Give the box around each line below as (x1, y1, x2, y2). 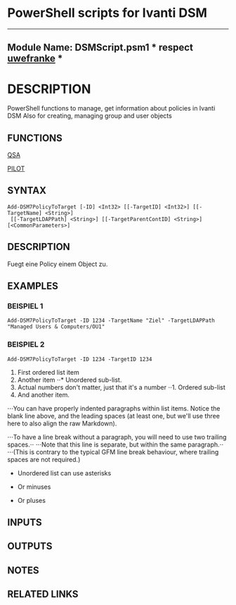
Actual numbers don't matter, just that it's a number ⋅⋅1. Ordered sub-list (17, 382, 226, 392)
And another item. (17, 390, 70, 399)
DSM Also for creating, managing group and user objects (7, 111, 172, 120)
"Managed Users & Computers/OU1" (7, 323, 105, 330)
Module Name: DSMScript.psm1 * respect (7, 42, 193, 54)
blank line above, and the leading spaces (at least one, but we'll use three (7, 411, 220, 420)
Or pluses (17, 496, 46, 504)
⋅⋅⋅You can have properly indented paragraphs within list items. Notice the (7, 404, 221, 413)
